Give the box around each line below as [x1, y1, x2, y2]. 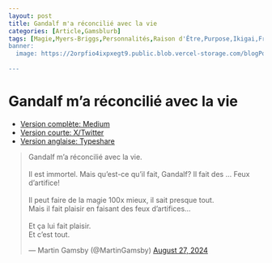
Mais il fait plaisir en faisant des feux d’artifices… [28, 204, 192, 213]
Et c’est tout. [28, 229, 70, 239]
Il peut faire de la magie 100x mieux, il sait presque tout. [28, 195, 215, 205]
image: [15, 50, 38, 58]
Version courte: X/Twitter [19, 127, 104, 137]
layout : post [8, 11, 53, 20]
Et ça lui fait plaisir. [28, 221, 91, 231]
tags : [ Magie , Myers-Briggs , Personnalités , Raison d [8, 34, 183, 43]
